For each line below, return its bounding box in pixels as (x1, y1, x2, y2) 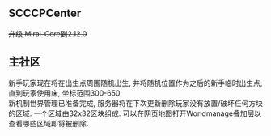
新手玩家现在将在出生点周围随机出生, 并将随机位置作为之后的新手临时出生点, (8, 78, 263, 87)
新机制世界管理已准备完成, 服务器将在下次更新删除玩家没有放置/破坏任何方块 (8, 98, 264, 108)
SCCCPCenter (8, 6, 82, 20)
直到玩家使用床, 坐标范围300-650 (8, 88, 121, 98)
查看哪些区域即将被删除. (8, 118, 89, 128)
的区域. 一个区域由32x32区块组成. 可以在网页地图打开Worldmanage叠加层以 (8, 108, 261, 118)
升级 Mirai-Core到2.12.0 (8, 28, 87, 39)
